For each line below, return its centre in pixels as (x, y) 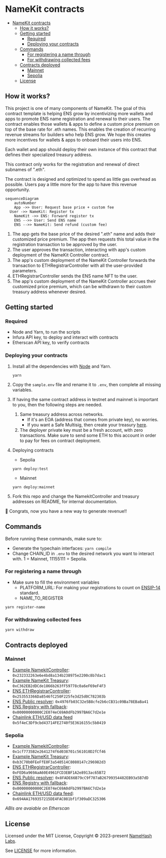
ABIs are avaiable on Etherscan (37, 808)
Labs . (11, 841)
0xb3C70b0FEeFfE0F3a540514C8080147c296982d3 (59, 762)
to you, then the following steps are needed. (57, 404)
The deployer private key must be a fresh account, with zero (81, 430)
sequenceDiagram (22, 199)
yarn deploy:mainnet (33, 487)
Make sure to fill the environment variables (56, 582)
